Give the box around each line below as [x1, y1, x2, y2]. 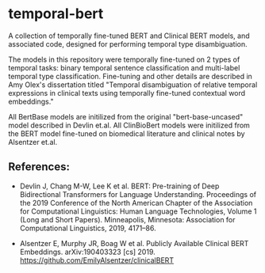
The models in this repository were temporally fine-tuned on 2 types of [8, 55, 240, 64]
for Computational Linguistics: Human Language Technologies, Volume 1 [19, 207, 257, 216]
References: [8, 160, 70, 174]
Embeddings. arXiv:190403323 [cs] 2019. [19, 247, 156, 256]
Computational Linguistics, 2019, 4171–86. [19, 223, 156, 233]
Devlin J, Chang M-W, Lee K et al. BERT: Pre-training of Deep [19, 181, 220, 191]
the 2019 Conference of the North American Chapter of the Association [19, 198, 253, 207]
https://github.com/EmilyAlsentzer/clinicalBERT [19, 255, 175, 265]
